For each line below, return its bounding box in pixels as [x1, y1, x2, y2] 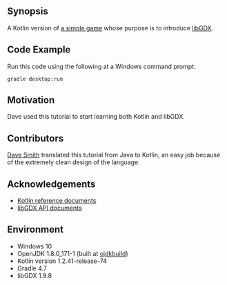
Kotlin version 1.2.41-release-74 [17, 257, 107, 265]
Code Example [7, 44, 71, 56]
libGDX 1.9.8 [17, 271, 52, 279]
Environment [7, 224, 64, 235]
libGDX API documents [17, 204, 82, 213]
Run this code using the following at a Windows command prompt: [7, 62, 196, 70]
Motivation [7, 95, 55, 106]
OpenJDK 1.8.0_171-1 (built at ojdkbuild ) [17, 249, 129, 257]
